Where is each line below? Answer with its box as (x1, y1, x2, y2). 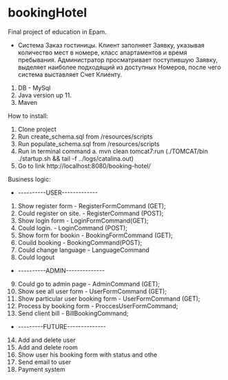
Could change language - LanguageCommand (17, 246, 150, 254)
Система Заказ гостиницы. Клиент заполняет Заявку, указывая (17, 41, 205, 49)
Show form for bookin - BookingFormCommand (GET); (17, 231, 173, 239)
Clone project (17, 125, 57, 133)
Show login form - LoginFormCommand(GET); (17, 216, 149, 225)
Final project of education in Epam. (8, 28, 107, 36)
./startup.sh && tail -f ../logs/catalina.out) (17, 154, 134, 163)
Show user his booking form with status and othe (17, 350, 158, 359)
